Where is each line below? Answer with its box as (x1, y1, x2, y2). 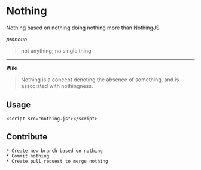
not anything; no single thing (20, 47, 92, 54)
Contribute (6, 132, 48, 142)
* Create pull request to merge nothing (6, 158, 109, 164)
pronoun (6, 35, 28, 42)
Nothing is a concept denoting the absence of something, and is (20, 76, 179, 83)
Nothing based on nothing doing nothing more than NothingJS (6, 24, 160, 31)
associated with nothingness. (20, 82, 93, 89)
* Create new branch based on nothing (6, 148, 103, 154)
